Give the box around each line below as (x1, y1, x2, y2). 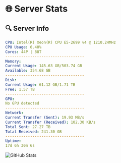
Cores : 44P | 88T (5, 49, 42, 55)
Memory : (5, 59, 22, 64)
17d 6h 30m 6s (5, 143, 35, 148)
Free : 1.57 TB (5, 87, 35, 92)
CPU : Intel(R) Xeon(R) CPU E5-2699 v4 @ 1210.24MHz (5, 40, 116, 45)
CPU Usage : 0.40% (5, 44, 42, 49)
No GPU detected (5, 101, 39, 106)
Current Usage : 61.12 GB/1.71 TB (5, 82, 76, 87)
